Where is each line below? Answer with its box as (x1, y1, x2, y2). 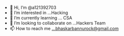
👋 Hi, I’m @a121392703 (9, 5, 57, 10)
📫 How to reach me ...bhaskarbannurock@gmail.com (9, 26, 119, 31)
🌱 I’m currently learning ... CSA (9, 15, 72, 20)
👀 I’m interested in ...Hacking (9, 10, 68, 16)
